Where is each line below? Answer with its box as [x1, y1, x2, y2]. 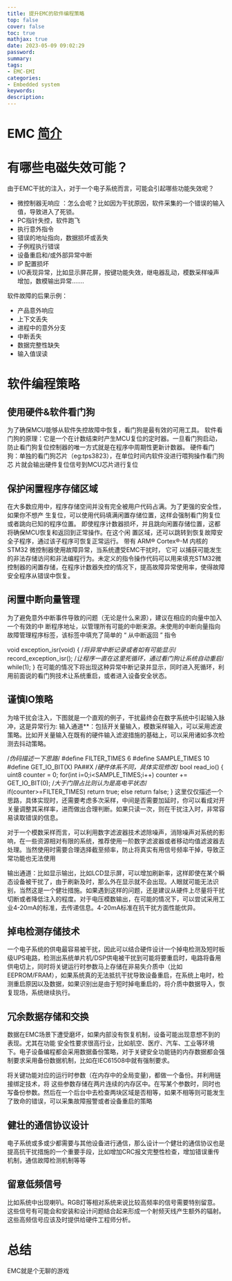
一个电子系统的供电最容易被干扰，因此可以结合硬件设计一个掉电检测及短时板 [7, 945, 225, 953]
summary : [7, 55, 32, 62]
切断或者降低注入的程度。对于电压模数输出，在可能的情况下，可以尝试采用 [7, 895, 219, 903]
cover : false [7, 23, 45, 30]
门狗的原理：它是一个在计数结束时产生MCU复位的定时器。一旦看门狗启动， [7, 434, 222, 443]
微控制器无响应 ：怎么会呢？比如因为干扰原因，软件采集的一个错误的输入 [17, 199, 225, 208]
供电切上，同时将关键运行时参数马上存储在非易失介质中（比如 [7, 962, 183, 971]
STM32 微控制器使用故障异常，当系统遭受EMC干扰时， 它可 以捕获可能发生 [7, 545, 222, 554]
